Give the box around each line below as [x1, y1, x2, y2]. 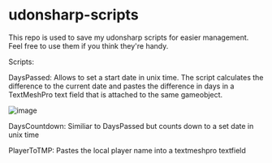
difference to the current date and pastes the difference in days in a [8, 81, 235, 91]
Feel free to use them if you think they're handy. [8, 41, 169, 50]
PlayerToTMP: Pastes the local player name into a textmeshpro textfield [8, 145, 246, 155]
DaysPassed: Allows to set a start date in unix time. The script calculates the [8, 72, 264, 82]
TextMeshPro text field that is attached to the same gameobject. [8, 89, 223, 99]
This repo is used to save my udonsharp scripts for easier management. [8, 32, 249, 42]
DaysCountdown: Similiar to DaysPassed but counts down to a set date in [8, 121, 254, 131]
